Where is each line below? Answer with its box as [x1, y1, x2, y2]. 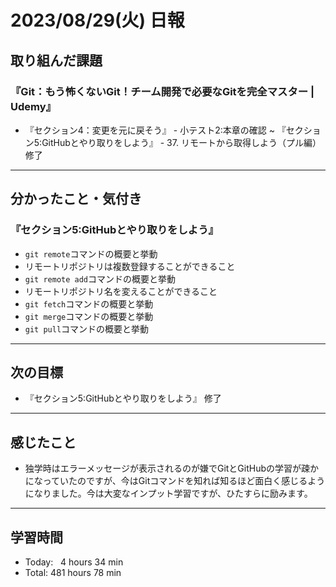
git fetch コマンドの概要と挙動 [24, 297, 154, 310]
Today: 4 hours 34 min [24, 556, 124, 568]
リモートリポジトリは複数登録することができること [24, 260, 236, 272]
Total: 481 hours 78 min [24, 567, 122, 578]
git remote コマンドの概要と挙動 [24, 247, 158, 260]
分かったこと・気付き [10, 191, 142, 208]
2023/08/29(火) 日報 [10, 9, 185, 32]
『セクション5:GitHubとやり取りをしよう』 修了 [24, 392, 222, 405]
